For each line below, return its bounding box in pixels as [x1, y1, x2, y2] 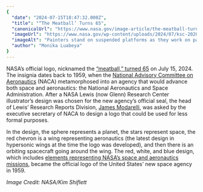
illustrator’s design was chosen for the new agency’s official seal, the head [6, 97, 192, 104]
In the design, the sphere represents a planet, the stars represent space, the [6, 128, 196, 135]
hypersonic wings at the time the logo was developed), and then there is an [6, 141, 194, 148]
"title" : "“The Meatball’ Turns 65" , [11, 20, 107, 26]
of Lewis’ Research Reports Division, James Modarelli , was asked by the [6, 104, 186, 111]
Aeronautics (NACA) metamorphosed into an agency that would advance [6, 78, 188, 85]
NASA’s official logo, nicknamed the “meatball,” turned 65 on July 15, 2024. [6, 65, 193, 72]
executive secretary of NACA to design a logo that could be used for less [6, 110, 188, 117]
